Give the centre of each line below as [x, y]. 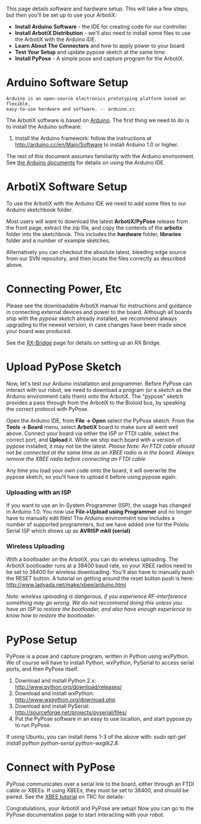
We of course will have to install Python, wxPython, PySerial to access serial [100, 663]
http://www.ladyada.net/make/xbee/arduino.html [66, 585]
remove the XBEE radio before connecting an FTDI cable [76, 458]
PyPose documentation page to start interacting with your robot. [85, 815]
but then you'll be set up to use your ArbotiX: [61, 15]
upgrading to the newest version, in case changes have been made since [96, 325]
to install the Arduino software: [44, 126]
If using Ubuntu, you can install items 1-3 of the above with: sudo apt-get [96, 737]
